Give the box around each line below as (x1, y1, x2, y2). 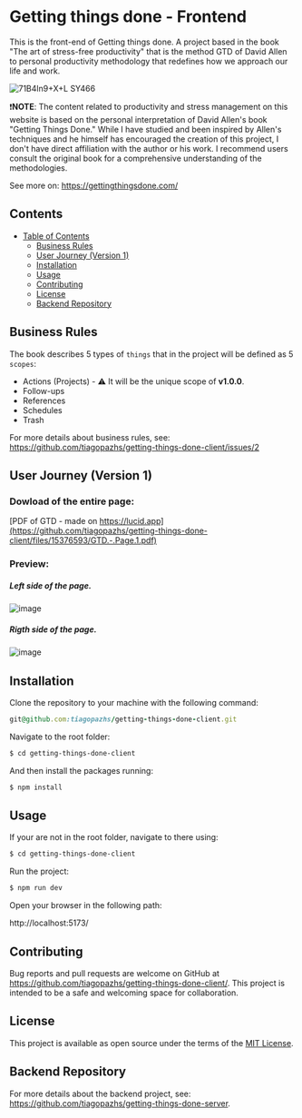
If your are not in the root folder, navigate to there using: (9, 832, 219, 843)
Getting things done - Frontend (9, 6, 248, 27)
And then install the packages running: (9, 765, 154, 776)
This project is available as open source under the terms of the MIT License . (9, 1037, 294, 1048)
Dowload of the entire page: (9, 495, 134, 508)
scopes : (9, 358, 36, 369)
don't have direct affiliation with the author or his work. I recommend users (9, 143, 288, 153)
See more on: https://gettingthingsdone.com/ (9, 180, 179, 191)
